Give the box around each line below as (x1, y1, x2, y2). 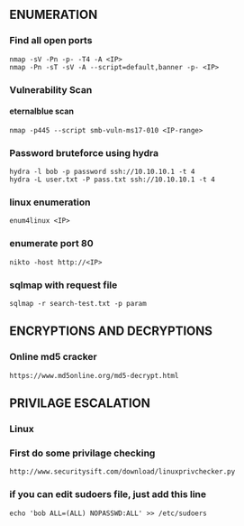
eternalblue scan (9, 106, 75, 116)
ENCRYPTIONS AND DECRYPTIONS (9, 324, 213, 339)
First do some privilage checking (9, 447, 156, 459)
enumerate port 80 (9, 237, 95, 250)
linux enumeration (9, 196, 91, 208)
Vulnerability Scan (9, 83, 93, 96)
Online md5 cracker (9, 351, 97, 364)
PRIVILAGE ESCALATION (9, 396, 150, 411)
